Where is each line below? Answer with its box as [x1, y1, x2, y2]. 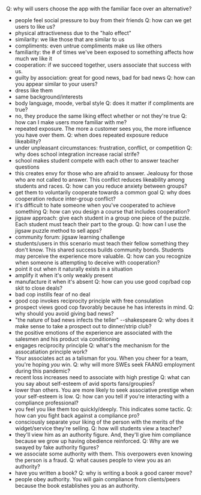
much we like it [14, 55, 53, 62]
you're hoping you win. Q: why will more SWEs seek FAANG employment [14, 361, 195, 368]
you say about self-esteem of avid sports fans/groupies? [14, 380, 155, 387]
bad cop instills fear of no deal [14, 291, 91, 298]
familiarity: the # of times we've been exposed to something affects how [14, 49, 194, 56]
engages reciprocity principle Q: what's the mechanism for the [14, 342, 170, 349]
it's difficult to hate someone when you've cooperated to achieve [14, 202, 176, 209]
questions [14, 163, 40, 170]
